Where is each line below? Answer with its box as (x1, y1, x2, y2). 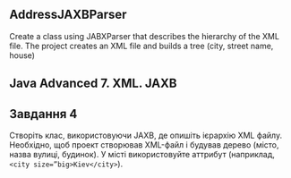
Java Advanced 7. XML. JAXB (9, 76, 177, 91)
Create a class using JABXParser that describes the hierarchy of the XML (9, 30, 280, 41)
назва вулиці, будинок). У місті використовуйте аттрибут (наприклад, (9, 149, 275, 160)
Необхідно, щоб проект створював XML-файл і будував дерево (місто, (9, 140, 279, 150)
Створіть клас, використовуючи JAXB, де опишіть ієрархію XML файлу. (9, 130, 283, 141)
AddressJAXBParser (9, 7, 127, 22)
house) (9, 49, 36, 61)
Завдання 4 (9, 106, 78, 122)
